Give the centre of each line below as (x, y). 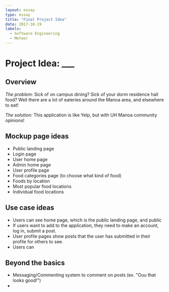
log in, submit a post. (34, 231)
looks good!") (27, 280)
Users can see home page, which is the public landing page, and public (87, 220)
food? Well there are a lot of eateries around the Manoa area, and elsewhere (85, 100)
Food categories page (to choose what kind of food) (67, 175)
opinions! (15, 120)
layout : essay (20, 10)
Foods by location (31, 181)
